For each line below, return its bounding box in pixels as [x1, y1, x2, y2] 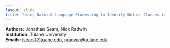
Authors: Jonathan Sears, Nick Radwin [5, 26, 87, 32]
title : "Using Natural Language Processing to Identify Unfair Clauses [5, 12, 159, 17]
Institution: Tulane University [5, 31, 67, 37]
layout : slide [5, 7, 35, 13]
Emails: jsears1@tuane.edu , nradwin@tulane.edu [5, 36, 108, 43]
